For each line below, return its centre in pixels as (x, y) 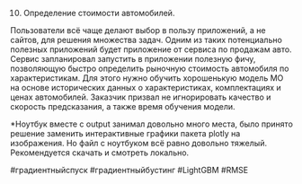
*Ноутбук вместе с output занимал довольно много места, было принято (151, 124)
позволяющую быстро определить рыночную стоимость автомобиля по (150, 68)
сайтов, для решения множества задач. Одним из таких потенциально (146, 40)
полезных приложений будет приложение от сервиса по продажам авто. (151, 49)
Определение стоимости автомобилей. (99, 13)
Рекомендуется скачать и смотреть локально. (100, 153)
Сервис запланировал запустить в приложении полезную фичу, (133, 59)
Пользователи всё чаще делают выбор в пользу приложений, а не (138, 30)
